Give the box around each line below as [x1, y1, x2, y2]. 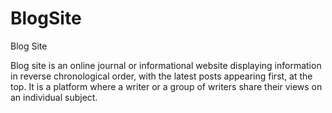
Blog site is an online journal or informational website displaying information [10, 59, 322, 71]
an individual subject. [10, 91, 98, 103]
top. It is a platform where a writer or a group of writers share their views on [10, 80, 323, 92]
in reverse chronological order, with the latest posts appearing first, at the [10, 70, 313, 82]
